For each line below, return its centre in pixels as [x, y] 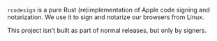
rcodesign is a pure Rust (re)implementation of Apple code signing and [109, 10]
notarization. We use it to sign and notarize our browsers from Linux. [106, 17]
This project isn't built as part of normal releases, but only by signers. [107, 30]
